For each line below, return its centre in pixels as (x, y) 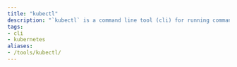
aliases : (20, 46)
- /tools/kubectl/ (34, 53)
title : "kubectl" (33, 14)
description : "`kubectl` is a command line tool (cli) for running (109, 20)
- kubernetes (26, 40)
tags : (15, 27)
